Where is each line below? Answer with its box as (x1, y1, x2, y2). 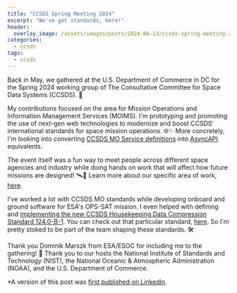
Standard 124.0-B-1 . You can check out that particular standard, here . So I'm (7, 217, 229, 225)
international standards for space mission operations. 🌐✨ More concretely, (7, 126, 225, 135)
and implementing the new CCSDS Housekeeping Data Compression (7, 209, 207, 218)
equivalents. (7, 142, 43, 150)
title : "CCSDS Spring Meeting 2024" (7, 10, 115, 18)
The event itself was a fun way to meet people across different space (7, 156, 209, 164)
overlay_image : (13, 30, 59, 37)
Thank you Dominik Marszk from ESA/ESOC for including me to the (7, 241, 202, 250)
